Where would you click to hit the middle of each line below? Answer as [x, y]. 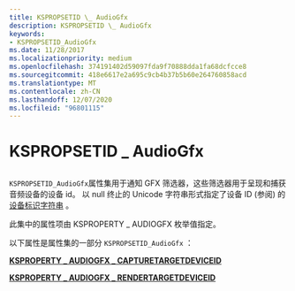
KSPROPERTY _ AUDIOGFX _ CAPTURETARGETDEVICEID [116, 260]
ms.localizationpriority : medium [71, 58]
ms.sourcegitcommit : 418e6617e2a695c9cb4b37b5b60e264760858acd [128, 75]
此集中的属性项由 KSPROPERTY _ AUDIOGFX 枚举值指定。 [115, 224]
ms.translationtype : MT [53, 83]
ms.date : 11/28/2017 [47, 50]
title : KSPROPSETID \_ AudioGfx [68, 17]
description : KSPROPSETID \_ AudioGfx [80, 26]
